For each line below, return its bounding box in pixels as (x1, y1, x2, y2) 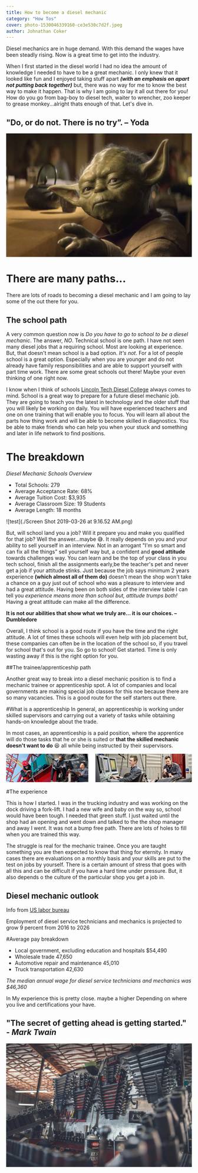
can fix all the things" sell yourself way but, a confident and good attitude (6, 548, 186, 555)
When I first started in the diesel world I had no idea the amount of (6, 63, 167, 70)
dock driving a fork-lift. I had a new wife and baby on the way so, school (6, 806, 181, 813)
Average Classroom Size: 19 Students (14, 500, 106, 507)
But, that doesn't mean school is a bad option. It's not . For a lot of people (6, 349, 183, 356)
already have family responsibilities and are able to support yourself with (6, 362, 183, 369)
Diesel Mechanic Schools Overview (6, 469, 93, 477)
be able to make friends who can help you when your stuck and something (6, 423, 187, 431)
